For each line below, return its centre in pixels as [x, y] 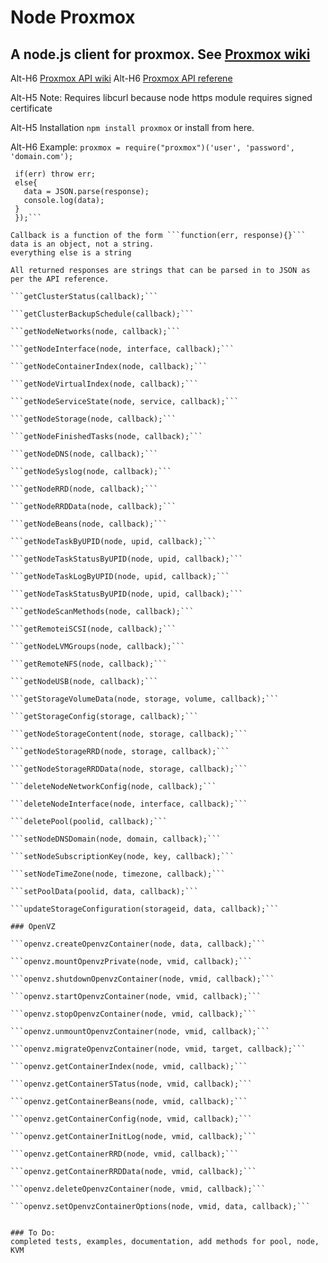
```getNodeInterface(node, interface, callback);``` [122, 349]
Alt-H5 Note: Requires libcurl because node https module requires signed [161, 97]
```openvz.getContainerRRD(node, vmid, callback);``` [125, 1154]
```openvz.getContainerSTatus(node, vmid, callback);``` [131, 1084]
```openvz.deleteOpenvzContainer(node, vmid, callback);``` [138, 1189]
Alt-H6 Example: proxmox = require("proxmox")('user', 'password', [152, 147]
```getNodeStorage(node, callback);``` [93, 419]
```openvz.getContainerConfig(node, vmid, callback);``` [131, 1119]
